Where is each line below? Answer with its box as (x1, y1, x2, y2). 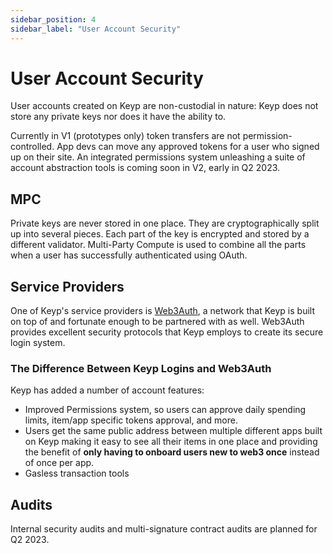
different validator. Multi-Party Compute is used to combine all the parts (10, 239, 307, 251)
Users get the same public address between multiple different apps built (24, 425, 323, 437)
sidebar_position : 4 (10, 14, 97, 25)
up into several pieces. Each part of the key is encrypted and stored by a (10, 228, 310, 240)
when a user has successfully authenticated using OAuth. (10, 249, 248, 261)
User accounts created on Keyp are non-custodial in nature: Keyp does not (10, 100, 319, 112)
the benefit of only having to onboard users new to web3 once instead (24, 446, 320, 458)
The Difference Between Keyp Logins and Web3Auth (10, 361, 272, 375)
